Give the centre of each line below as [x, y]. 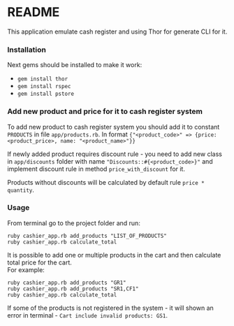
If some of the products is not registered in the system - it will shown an [111, 308]
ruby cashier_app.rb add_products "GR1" [67, 283]
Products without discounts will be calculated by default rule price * [106, 182]
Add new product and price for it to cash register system [105, 111]
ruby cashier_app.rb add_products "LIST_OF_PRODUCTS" [87, 236]
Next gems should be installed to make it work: [75, 65]
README [34, 12]
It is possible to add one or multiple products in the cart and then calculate [114, 255]
